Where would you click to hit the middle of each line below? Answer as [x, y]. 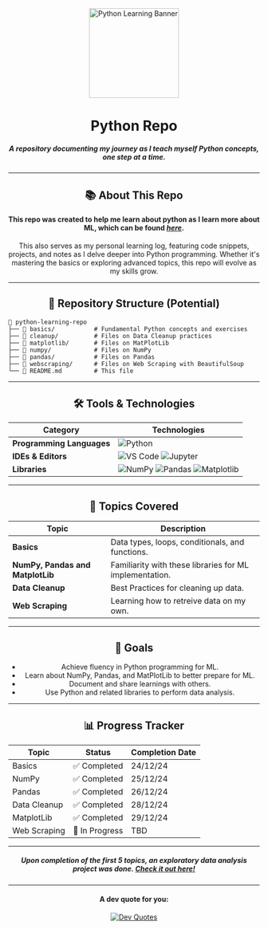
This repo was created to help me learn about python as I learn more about [134, 219]
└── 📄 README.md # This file [71, 371]
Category [61, 430]
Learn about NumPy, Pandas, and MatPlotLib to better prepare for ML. [140, 675]
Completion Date [164, 752]
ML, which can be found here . [134, 228]
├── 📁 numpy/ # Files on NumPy [80, 350]
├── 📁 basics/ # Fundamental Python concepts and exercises [128, 329]
